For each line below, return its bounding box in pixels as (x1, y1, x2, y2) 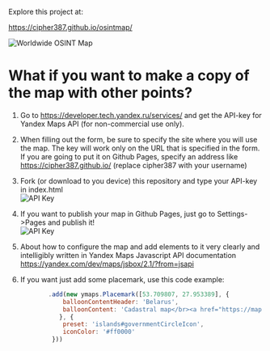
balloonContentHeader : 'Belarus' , (62, 298, 179, 306)
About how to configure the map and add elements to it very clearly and (19, 242, 260, 252)
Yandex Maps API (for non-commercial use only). (19, 119, 184, 129)
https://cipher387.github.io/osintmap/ (8, 23, 133, 32)
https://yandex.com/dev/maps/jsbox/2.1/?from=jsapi (19, 259, 194, 269)
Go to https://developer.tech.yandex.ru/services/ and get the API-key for (19, 110, 263, 120)
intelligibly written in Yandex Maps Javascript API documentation (19, 250, 237, 260)
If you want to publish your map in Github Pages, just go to (19, 209, 216, 218)
